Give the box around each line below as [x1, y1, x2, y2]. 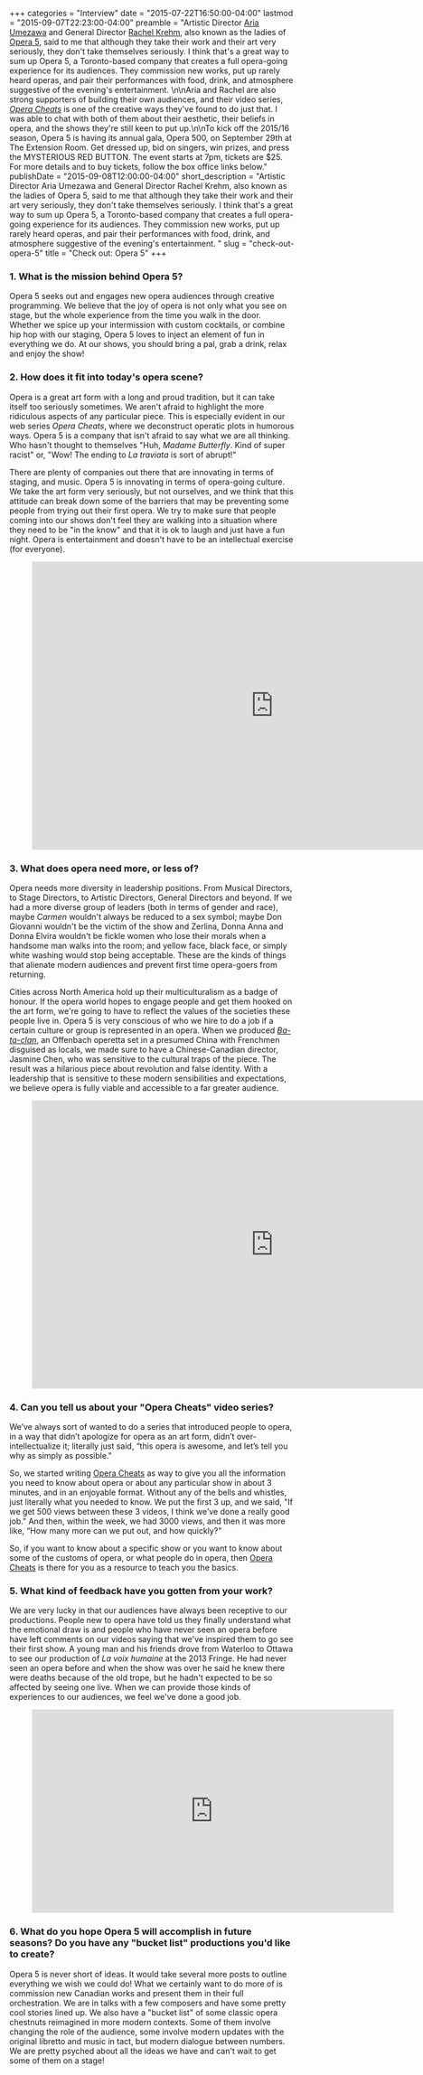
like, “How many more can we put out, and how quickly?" [9, 1526, 222, 1536]
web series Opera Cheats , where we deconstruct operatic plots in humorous [9, 420, 295, 431]
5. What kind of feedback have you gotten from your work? [9, 1585, 273, 1598]
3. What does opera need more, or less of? [9, 862, 199, 875]
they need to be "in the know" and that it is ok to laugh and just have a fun [9, 524, 286, 535]
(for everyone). [9, 543, 66, 554]
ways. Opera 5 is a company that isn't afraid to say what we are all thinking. [9, 429, 291, 441]
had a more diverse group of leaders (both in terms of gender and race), [9, 901, 278, 912]
